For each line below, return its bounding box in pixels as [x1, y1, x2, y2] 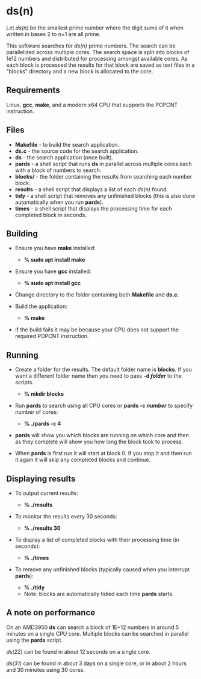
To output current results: [14, 490, 78, 497]
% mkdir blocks [23, 390, 64, 398]
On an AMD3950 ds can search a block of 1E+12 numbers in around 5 [6, 624, 179, 631]
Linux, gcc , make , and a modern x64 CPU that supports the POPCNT [6, 101, 178, 108]
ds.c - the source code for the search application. [14, 147, 139, 155]
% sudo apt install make [23, 256, 85, 263]
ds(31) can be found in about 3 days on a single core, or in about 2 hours [6, 660, 187, 667]
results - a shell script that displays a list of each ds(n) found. [14, 185, 169, 193]
